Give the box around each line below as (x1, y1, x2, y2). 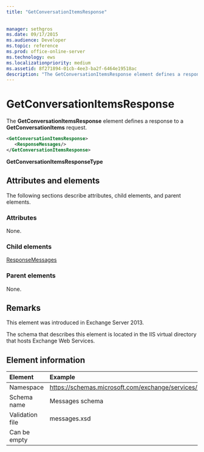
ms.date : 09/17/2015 (6, 32, 59, 38)
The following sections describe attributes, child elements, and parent (6, 192, 181, 199)
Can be (9, 428, 30, 437)
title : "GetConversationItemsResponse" (6, 9, 107, 15)
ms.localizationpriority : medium (6, 60, 91, 66)
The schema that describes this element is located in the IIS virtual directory (6, 331, 197, 338)
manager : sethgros (6, 26, 53, 32)
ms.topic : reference (6, 43, 59, 49)
